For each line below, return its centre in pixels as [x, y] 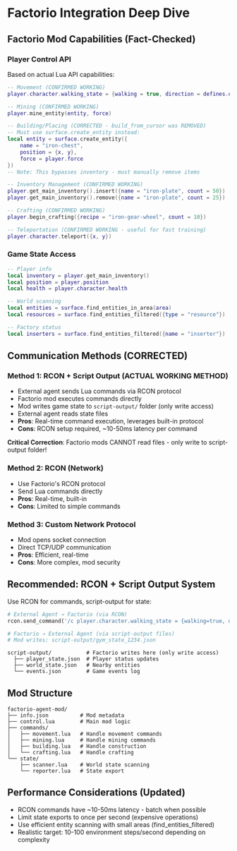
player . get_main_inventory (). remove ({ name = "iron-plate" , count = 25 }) [116, 198]
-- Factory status [34, 327]
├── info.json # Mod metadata [66, 716]
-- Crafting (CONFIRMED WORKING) [56, 210]
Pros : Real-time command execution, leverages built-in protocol [110, 421]
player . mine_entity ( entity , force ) [60, 113]
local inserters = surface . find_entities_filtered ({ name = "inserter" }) [116, 334]
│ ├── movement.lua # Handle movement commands [85, 734]
